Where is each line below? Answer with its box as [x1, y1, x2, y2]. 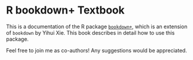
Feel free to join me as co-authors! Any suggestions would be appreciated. [6, 46, 187, 54]
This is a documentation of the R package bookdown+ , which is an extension [6, 23, 188, 30]
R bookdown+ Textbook [6, 4, 125, 17]
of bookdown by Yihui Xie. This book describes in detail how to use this [6, 29, 175, 36]
